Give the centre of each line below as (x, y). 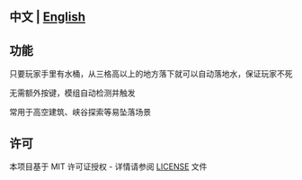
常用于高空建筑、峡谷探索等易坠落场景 (80, 112)
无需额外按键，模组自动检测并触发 (72, 93)
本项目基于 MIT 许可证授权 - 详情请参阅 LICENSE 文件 (108, 166)
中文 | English (48, 17)
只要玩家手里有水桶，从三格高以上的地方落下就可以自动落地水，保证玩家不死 (151, 74)
